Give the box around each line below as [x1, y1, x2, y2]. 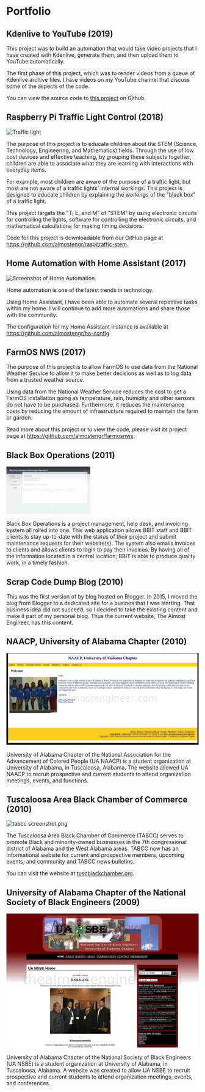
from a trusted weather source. [6, 376, 85, 384]
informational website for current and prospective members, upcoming [6, 851, 184, 859]
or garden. [6, 414, 33, 421]
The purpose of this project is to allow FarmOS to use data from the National [6, 363, 198, 371]
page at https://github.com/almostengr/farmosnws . [6, 432, 135, 440]
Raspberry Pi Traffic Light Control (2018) [6, 112, 164, 123]
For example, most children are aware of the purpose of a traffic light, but [6, 178, 191, 185]
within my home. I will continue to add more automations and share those [6, 304, 190, 312]
